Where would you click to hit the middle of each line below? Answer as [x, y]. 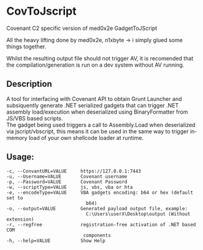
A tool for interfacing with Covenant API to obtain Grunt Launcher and [94, 98]
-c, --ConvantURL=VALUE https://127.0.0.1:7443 [74, 171]
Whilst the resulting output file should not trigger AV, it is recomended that [100, 58]
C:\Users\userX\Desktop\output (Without [138, 214]
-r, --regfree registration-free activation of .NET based [101, 224]
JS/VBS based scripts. [35, 118]
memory [17, 138]
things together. [26, 46]
